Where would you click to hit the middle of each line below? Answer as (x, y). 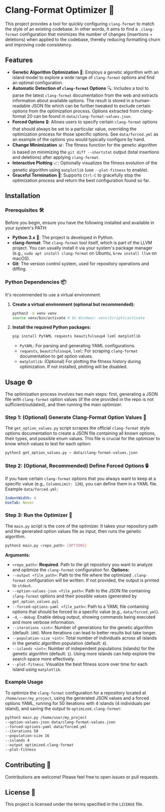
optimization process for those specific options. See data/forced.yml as (85, 134)
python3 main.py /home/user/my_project (46, 717)
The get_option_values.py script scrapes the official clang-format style (78, 428)
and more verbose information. (44, 622)
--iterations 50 (22, 731)
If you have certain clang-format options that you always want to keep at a (81, 479)
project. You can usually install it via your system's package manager (82, 248)
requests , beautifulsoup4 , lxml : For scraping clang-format (79, 351)
